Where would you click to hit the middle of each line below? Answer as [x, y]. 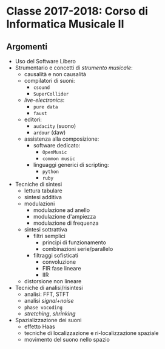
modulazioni [39, 203]
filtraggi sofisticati [56, 255]
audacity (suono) [55, 126]
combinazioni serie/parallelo [78, 249]
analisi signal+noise [49, 301]
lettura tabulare [43, 191]
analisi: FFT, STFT [47, 294]
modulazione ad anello [61, 210]
